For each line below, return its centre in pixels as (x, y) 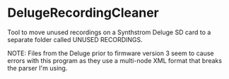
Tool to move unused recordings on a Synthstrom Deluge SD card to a (109, 32)
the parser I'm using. (37, 68)
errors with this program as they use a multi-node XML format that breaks (115, 60)
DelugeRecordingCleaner (83, 13)
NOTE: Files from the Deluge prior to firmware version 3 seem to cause (111, 53)
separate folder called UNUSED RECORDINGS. (75, 39)
